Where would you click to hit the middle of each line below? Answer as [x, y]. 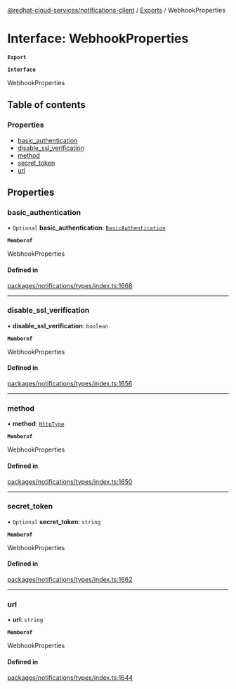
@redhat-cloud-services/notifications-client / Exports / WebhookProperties [117, 10]
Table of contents [46, 105]
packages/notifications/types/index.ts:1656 [70, 384]
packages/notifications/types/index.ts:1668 [70, 285]
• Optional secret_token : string [54, 521]
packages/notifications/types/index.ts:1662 [70, 580]
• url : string [25, 620]
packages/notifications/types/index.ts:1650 [70, 481]
